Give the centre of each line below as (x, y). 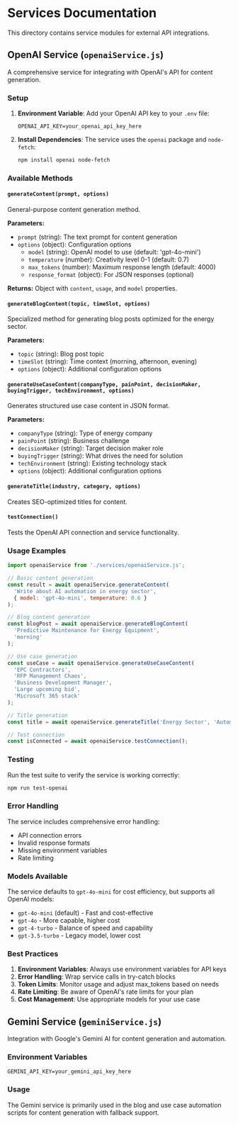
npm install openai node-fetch (64, 160)
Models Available (38, 876)
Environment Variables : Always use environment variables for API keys (122, 970)
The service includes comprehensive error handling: (84, 821)
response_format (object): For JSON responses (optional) (111, 275)
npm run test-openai (38, 788)
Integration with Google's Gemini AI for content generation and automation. (117, 1039)
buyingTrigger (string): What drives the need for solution (100, 456)
